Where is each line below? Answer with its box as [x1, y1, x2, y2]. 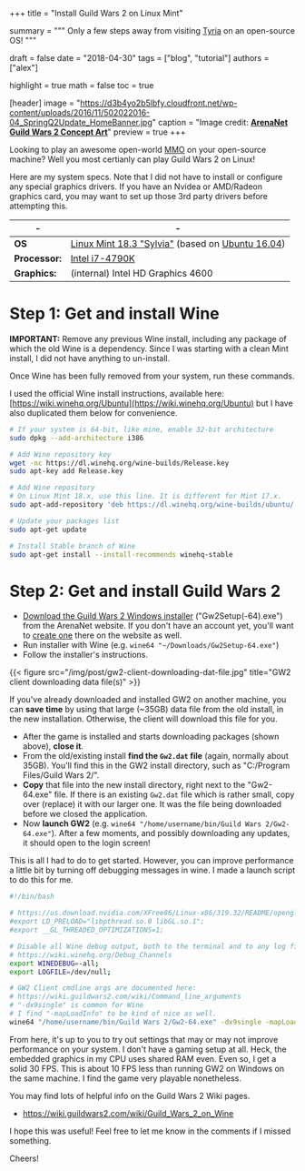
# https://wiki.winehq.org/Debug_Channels [9, 950, 172, 959]
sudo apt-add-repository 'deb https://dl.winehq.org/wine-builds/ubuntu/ [9, 500, 295, 510]
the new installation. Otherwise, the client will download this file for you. [9, 713, 279, 724]
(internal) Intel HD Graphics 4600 [70, 268, 213, 279]
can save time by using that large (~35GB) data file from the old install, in [9, 704, 284, 715]
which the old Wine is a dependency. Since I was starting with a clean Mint [9, 343, 289, 354]
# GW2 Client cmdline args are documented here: [9, 984, 197, 993]
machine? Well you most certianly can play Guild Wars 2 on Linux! [9, 154, 256, 165]
